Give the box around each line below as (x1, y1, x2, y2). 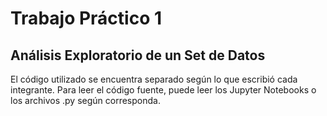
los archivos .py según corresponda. (10, 95, 161, 106)
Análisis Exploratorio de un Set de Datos (10, 47, 266, 64)
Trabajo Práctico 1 (10, 7, 163, 30)
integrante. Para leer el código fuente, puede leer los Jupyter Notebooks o (10, 84, 317, 96)
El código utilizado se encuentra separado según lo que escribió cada (10, 73, 298, 85)
